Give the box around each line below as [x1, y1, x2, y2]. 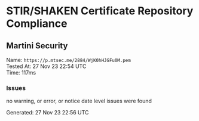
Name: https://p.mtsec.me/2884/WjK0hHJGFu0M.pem [6, 57, 131, 63]
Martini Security [6, 41, 68, 51]
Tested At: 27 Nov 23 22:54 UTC [6, 63, 87, 70]
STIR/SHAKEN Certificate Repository [6, 4, 194, 18]
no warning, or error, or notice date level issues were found [6, 97, 152, 105]
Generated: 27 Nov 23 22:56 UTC [6, 109, 89, 116]
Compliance [6, 17, 68, 30]
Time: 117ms [6, 69, 36, 76]
